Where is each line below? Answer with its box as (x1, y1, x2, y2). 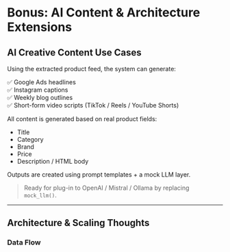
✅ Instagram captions (7, 86, 68, 94)
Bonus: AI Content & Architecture (7, 5, 201, 21)
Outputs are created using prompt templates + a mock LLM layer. (7, 171, 191, 179)
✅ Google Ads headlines (7, 78, 77, 86)
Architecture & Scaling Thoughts (7, 217, 150, 229)
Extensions (7, 19, 73, 35)
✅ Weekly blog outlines (7, 94, 73, 101)
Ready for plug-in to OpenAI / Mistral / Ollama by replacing (23, 184, 190, 192)
